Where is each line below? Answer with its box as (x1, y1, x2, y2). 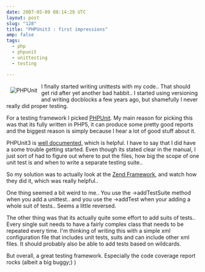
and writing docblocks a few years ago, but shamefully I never (40, 96, 198, 103)
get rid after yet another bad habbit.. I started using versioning (40, 89, 198, 96)
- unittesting (12, 55, 48, 61)
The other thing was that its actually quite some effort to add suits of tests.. (6, 214, 196, 221)
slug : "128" (6, 20, 37, 26)
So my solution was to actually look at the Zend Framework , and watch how (6, 170, 197, 178)
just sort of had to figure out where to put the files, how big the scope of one (6, 152, 199, 160)
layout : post (6, 15, 40, 21)
